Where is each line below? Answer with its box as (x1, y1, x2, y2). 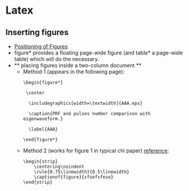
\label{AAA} (28, 126, 58, 132)
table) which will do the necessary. (14, 56, 100, 62)
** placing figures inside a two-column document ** (14, 62, 142, 69)
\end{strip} (23, 179, 53, 185)
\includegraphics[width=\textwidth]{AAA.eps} (28, 100, 143, 106)
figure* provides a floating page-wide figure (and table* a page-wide (14, 49, 183, 56)
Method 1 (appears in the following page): (23, 68, 125, 75)
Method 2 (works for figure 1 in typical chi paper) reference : (23, 147, 169, 154)
